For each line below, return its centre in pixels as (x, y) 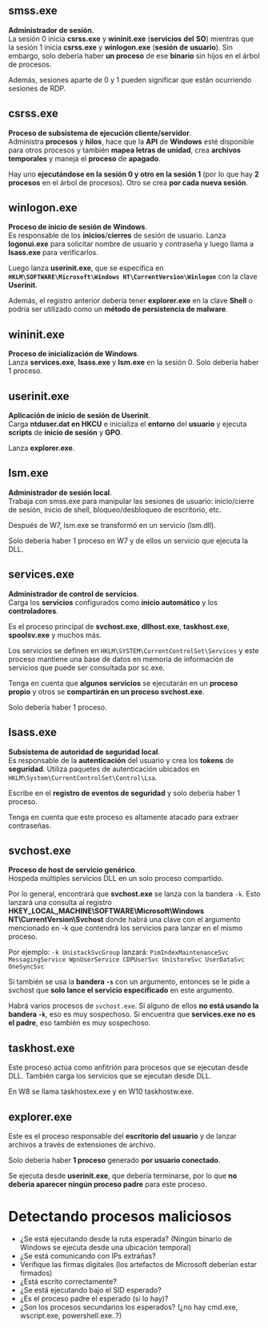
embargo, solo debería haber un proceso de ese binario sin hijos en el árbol (134, 55)
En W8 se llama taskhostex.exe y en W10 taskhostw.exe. (101, 1091)
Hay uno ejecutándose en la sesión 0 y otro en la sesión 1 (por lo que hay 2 (134, 174)
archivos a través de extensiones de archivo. (82, 1144)
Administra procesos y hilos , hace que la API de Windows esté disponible (131, 141)
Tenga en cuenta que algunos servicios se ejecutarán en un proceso (123, 683)
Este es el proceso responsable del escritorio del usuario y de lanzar (123, 1135)
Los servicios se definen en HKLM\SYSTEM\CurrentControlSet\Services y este (134, 650)
